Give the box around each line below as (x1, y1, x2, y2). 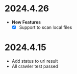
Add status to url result (11, 58, 58, 64)
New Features (11, 19, 41, 25)
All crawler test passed (11, 63, 58, 69)
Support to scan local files (19, 24, 72, 30)
